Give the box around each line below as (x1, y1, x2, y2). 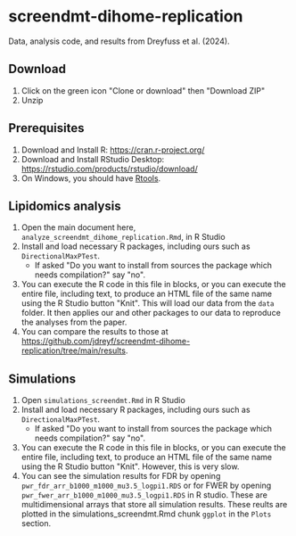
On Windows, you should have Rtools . (21, 172, 161, 184)
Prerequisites (8, 120, 85, 136)
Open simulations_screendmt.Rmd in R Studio (21, 395, 186, 406)
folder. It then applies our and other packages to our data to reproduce (21, 308, 282, 318)
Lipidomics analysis (8, 198, 121, 213)
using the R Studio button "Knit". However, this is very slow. (21, 461, 240, 472)
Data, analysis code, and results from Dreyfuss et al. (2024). (8, 36, 230, 46)
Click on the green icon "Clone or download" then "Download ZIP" (21, 85, 265, 95)
